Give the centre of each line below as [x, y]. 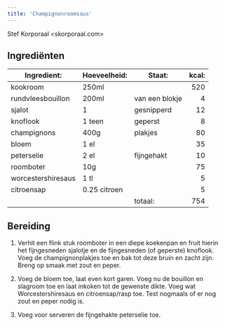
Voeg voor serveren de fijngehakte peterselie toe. [89, 315]
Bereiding [29, 226]
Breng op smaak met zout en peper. [69, 265]
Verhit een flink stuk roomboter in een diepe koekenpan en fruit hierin [118, 243]
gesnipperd [153, 110]
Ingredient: [43, 76]
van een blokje [158, 99]
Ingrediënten [36, 56]
